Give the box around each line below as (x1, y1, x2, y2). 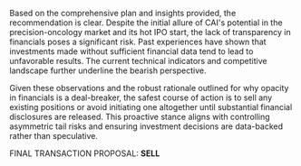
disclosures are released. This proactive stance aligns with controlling (9, 112, 270, 122)
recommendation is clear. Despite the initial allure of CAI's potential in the (9, 17, 283, 28)
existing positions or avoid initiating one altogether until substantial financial (9, 102, 293, 112)
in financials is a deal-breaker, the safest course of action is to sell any (9, 92, 273, 103)
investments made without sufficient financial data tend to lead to (9, 46, 254, 57)
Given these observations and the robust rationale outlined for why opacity (9, 83, 289, 93)
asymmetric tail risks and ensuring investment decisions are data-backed (9, 121, 284, 132)
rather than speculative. (9, 131, 98, 141)
